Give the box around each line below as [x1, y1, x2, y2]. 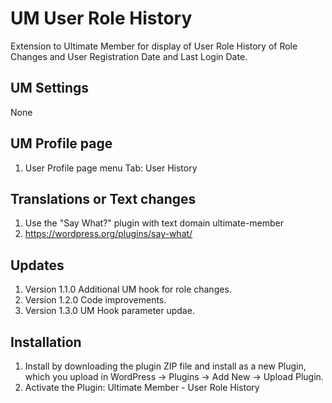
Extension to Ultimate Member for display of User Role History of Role [10, 40, 298, 52]
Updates [10, 257, 65, 274]
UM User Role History [10, 7, 193, 30]
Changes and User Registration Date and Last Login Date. [10, 50, 248, 62]
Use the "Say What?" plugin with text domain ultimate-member [24, 217, 284, 229]
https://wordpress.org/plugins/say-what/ [24, 228, 193, 240]
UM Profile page [10, 135, 113, 152]
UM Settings [10, 80, 90, 97]
